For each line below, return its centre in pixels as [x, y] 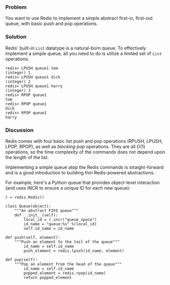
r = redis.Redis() [25, 197]
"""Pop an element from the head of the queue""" [68, 264]
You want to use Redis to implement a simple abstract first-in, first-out [79, 18]
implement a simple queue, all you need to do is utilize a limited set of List [83, 53]
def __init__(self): [36, 215]
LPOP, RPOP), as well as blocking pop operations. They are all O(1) [75, 146]
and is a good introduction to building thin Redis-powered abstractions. [80, 172]
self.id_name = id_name [49, 228]
